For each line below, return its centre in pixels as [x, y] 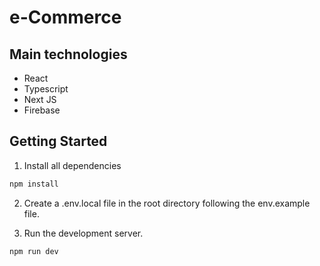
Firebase [42, 110]
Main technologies [68, 54]
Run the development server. [83, 233]
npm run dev [34, 251]
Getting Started [58, 141]
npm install [34, 184]
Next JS [40, 99]
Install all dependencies [72, 165]
